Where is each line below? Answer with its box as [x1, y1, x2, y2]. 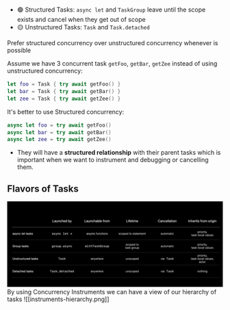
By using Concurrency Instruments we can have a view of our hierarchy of [7, 287, 217, 296]
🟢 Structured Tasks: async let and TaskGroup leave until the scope [16, 5, 206, 14]
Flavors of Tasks [7, 183, 79, 194]
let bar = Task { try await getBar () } [7, 88, 121, 94]
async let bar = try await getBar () [7, 129, 112, 135]
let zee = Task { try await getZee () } [7, 95, 121, 102]
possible [7, 47, 31, 54]
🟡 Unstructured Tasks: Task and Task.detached [16, 23, 151, 31]
